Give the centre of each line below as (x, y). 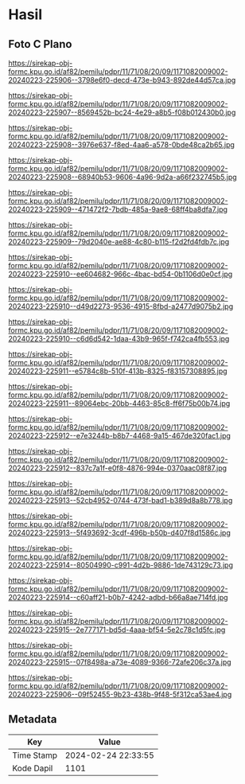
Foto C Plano (40, 44)
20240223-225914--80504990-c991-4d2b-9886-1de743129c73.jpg (121, 565)
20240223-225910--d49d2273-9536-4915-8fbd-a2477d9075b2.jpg (121, 306)
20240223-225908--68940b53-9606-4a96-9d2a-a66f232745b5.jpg (122, 177)
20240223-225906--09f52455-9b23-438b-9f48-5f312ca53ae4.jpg (120, 694)
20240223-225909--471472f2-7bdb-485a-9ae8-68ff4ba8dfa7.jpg (118, 209)
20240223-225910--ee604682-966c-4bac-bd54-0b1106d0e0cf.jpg (121, 274)
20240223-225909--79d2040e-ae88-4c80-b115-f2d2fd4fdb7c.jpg (119, 242)
